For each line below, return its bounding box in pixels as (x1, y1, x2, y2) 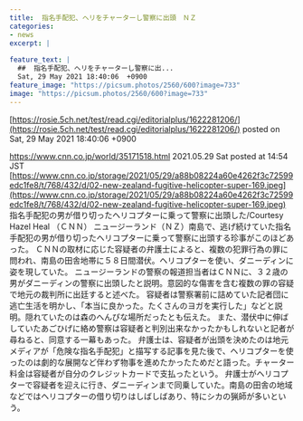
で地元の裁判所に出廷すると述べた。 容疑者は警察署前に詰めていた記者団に (9, 289, 289, 300)
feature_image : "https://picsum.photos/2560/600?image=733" (9, 81, 241, 90)
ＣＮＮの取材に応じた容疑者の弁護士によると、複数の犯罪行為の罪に (34, 244, 289, 254)
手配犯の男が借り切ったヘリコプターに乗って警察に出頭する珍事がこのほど (9, 232, 287, 243)
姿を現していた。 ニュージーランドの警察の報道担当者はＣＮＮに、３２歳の (9, 266, 289, 277)
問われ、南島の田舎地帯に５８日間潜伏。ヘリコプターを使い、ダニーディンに (9, 254, 294, 265)
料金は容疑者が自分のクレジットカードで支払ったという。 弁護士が (9, 368, 258, 378)
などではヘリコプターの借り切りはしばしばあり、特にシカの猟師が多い (9, 390, 271, 401)
